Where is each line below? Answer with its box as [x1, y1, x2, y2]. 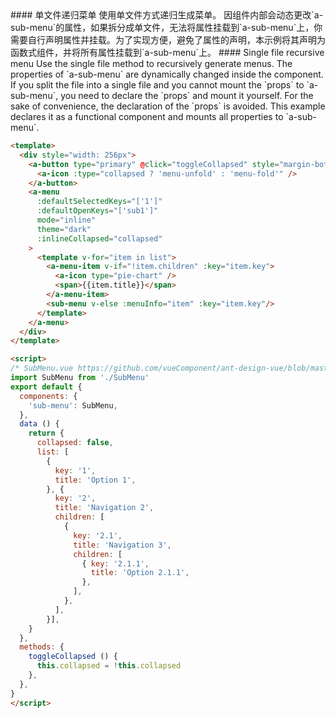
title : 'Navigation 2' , [54, 503, 155, 513]
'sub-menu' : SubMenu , [28, 400, 118, 411]
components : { [19, 391, 78, 401]
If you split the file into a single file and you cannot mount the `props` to [10, 79, 305, 91]
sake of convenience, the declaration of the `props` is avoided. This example [10, 100, 326, 112]
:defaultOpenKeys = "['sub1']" [36, 206, 159, 216]
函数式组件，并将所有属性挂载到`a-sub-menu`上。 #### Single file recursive [10, 47, 325, 58]
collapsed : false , [36, 438, 114, 448]
